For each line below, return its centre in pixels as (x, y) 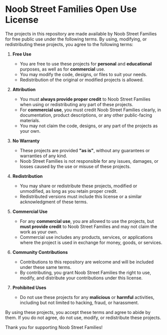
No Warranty (26, 141)
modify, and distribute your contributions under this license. (81, 278)
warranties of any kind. (43, 156)
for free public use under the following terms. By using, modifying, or (76, 39)
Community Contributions (40, 252)
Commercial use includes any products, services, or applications (86, 237)
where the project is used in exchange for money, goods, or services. (91, 242)
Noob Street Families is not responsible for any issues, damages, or (89, 161)
